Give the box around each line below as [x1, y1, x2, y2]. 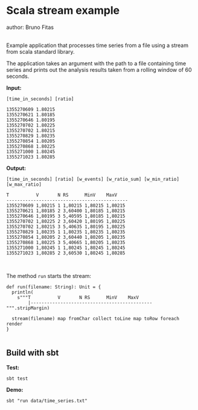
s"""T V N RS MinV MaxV [17, 294, 139, 300]
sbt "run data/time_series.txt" [6, 397, 88, 404]
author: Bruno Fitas [6, 24, 54, 31]
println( [11, 289, 34, 295]
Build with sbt [6, 348, 59, 358]
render [6, 321, 23, 327]
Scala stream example [6, 4, 120, 17]
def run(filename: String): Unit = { [6, 284, 101, 290]
